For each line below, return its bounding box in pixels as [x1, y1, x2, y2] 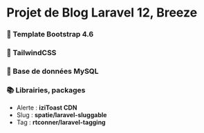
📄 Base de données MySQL [6, 66, 99, 76]
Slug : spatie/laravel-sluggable [16, 111, 107, 119]
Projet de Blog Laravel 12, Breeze [6, 5, 198, 21]
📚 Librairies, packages [6, 85, 86, 94]
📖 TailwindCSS [6, 48, 57, 58]
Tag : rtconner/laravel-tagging [16, 119, 106, 127]
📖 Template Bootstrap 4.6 [6, 30, 94, 39]
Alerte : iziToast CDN [16, 103, 77, 112]
